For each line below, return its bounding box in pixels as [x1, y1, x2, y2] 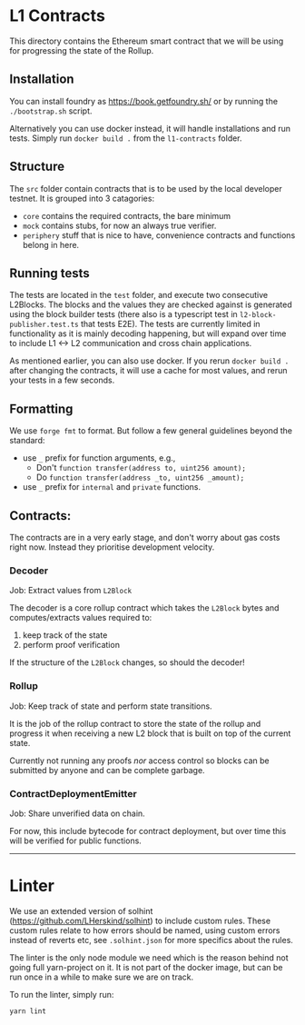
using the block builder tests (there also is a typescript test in [9, 309, 238, 320]
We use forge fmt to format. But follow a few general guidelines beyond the [9, 425, 293, 436]
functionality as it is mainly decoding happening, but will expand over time [9, 328, 287, 339]
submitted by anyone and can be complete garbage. [9, 764, 206, 775]
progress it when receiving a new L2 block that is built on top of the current [9, 728, 291, 739]
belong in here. [22, 239, 80, 250]
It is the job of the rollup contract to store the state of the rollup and [9, 718, 261, 729]
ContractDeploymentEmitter [9, 787, 138, 800]
